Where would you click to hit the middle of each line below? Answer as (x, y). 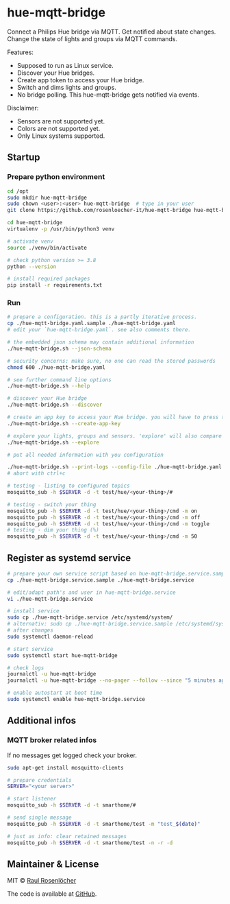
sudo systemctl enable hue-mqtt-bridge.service (76, 700)
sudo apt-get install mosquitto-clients (66, 768)
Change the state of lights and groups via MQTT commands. (92, 38)
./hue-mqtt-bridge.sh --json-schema (59, 348)
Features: (21, 52)
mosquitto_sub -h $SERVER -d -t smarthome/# (72, 805)
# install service (33, 611)
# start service (30, 649)
